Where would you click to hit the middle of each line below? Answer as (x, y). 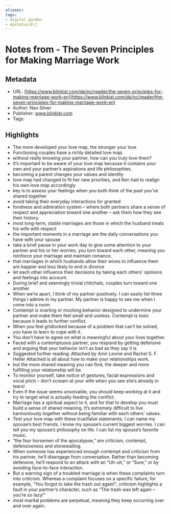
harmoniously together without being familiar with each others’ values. (87, 414)
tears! (19, 386)
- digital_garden (24, 19)
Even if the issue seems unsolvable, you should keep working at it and (87, 392)
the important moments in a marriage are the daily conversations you (85, 234)
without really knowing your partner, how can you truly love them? (82, 158)
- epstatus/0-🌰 (21, 24)
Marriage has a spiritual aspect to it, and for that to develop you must (85, 403)
